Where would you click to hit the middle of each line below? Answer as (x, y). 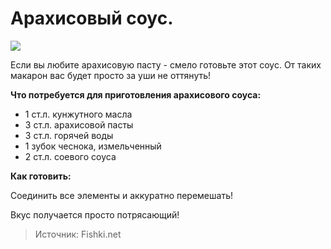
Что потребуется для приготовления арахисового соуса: (136, 94)
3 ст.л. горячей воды (69, 135)
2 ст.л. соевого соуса (70, 156)
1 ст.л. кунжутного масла (78, 114)
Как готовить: (41, 176)
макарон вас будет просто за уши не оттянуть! (111, 75)
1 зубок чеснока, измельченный (93, 146)
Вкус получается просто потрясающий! (95, 214)
